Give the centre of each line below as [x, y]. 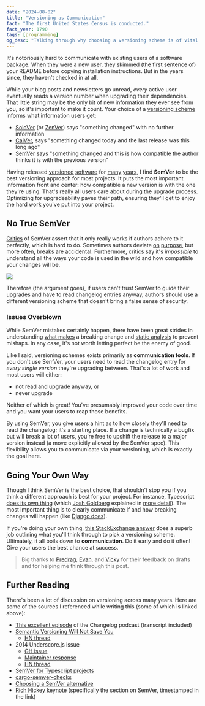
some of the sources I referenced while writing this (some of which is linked [102, 606]
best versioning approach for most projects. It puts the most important [95, 178]
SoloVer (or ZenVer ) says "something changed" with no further [94, 127]
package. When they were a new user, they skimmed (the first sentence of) [101, 64]
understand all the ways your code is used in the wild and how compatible [100, 258]
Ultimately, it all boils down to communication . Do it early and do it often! [99, 541]
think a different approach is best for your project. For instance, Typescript [100, 496]
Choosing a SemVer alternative [54, 683]
